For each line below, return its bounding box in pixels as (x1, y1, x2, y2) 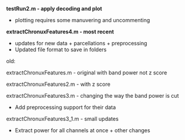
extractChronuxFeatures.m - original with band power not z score (6, 69, 167, 76)
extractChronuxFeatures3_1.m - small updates (6, 116, 119, 122)
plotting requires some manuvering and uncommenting (14, 17, 150, 23)
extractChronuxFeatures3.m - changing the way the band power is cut (6, 92, 179, 99)
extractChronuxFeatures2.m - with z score (6, 80, 110, 88)
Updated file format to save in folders (14, 46, 107, 53)
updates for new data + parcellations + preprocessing (14, 40, 147, 46)
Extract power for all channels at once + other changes (14, 127, 150, 133)
